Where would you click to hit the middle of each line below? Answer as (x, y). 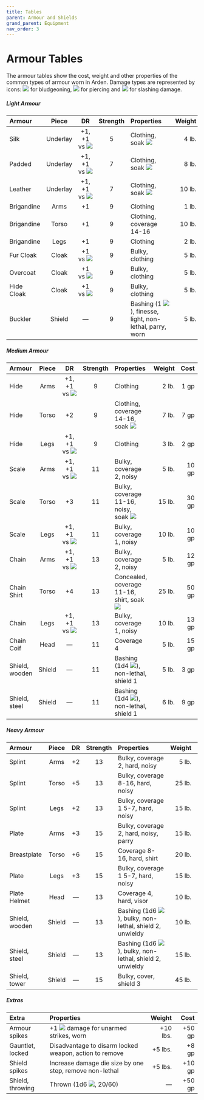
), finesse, (144, 312)
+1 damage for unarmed (88, 1028)
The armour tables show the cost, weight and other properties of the (92, 76)
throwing (22, 1088)
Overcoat (23, 273)
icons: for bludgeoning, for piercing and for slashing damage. (94, 89)
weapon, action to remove (87, 1053)
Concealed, (131, 577)
